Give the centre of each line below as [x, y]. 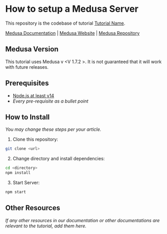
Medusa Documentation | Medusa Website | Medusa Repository [73, 33]
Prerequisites [27, 83]
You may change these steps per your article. [53, 129]
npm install [18, 173]
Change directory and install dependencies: [59, 159]
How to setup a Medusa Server [72, 9]
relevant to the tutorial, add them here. [46, 226]
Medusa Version [32, 49]
